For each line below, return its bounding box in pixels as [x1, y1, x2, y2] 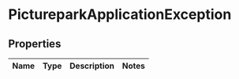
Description [69, 61, 114, 71]
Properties [8, 37, 62, 51]
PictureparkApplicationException [8, 6, 232, 24]
